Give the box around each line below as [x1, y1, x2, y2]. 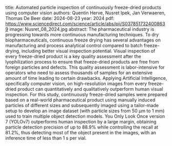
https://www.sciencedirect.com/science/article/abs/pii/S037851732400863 [5, 20, 165, 27]
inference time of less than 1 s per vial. [5, 135, 87, 141]
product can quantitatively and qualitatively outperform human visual [17, 86, 163, 92]
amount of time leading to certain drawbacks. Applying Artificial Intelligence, [5, 75, 167, 81]
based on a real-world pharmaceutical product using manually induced [5, 97, 156, 103]
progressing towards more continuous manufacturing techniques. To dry [5, 32, 159, 37]
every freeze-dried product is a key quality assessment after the [5, 53, 141, 59]
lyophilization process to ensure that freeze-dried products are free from [5, 59, 159, 65]
